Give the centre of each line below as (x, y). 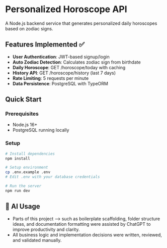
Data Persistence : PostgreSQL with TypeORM (60, 83)
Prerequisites (22, 114)
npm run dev (18, 190)
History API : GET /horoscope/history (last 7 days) (64, 73)
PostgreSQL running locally (41, 130)
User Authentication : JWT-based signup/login (61, 57)
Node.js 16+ (25, 125)
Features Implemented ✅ (45, 45)
